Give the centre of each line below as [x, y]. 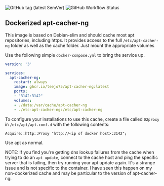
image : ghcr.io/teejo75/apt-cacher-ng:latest [62, 87]
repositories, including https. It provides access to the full [63, 40]
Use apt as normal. [24, 143]
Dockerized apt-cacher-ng [47, 23]
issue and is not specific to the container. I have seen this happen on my [79, 168]
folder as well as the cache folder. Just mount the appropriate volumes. [83, 45]
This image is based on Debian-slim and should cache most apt [70, 35]
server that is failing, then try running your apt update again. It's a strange [80, 162]
